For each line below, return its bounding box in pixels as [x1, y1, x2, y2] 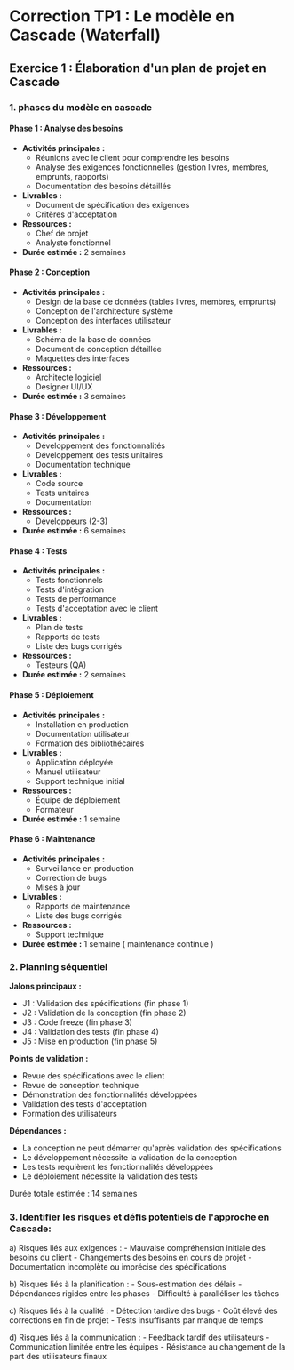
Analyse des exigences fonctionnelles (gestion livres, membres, [35, 162, 269, 172]
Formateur [35, 804, 74, 814]
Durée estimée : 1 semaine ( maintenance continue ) [21, 938, 214, 949]
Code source [35, 478, 83, 489]
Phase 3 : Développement [9, 411, 107, 421]
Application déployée [35, 757, 114, 767]
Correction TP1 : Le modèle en [9, 6, 235, 27]
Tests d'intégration [35, 584, 105, 595]
